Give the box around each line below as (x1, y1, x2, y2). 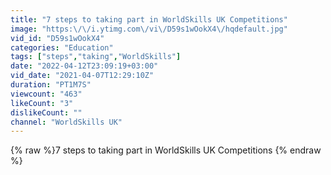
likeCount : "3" (10, 98, 74, 108)
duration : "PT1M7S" (10, 80, 92, 90)
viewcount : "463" (10, 89, 83, 99)
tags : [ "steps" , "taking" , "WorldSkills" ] (10, 52, 182, 62)
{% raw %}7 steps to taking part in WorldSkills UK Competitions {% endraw (10, 144, 322, 156)
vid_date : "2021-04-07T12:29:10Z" (10, 71, 155, 81)
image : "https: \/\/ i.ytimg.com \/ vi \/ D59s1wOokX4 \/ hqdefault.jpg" (10, 24, 288, 34)
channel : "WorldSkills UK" (10, 117, 123, 127)
